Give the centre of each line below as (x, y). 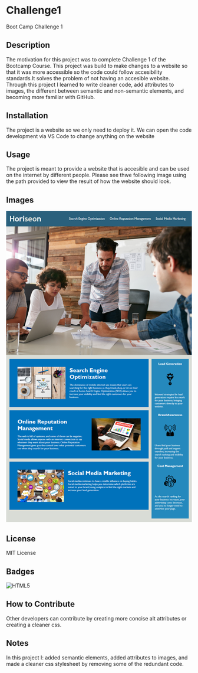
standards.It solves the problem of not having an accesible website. (88, 78)
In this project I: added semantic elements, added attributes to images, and (97, 657)
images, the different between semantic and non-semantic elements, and (95, 91)
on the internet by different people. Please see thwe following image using (96, 175)
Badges (20, 571)
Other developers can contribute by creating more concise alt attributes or (96, 618)
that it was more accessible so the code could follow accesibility (84, 72)
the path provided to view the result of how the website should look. (89, 181)
